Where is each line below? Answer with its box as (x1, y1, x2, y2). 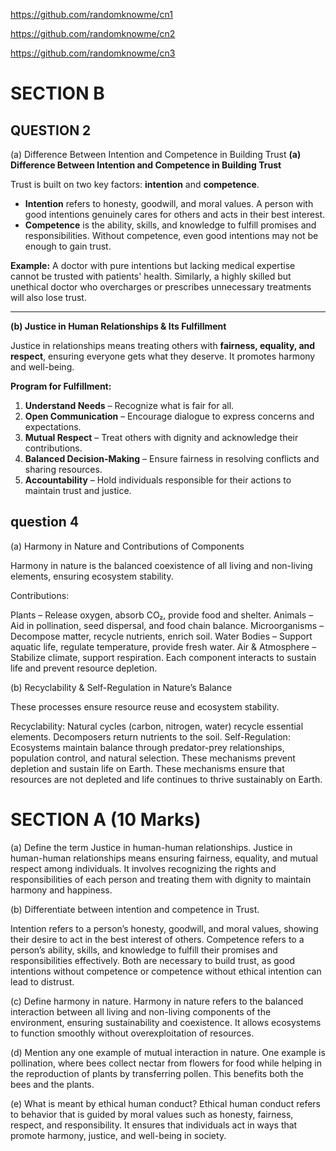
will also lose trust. (10, 292, 87, 303)
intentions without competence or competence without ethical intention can (10, 965, 322, 977)
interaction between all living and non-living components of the (10, 1005, 272, 1018)
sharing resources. (24, 464, 103, 475)
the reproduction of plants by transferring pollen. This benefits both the (10, 1067, 304, 1079)
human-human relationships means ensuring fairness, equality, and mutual (10, 852, 318, 864)
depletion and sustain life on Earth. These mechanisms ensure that (10, 762, 285, 774)
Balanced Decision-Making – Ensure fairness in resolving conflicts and (24, 453, 320, 464)
